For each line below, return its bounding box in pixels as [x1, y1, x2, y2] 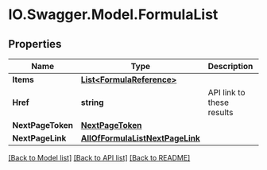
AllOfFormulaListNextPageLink [80, 133, 200, 144]
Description [207, 61, 253, 71]
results [207, 107, 234, 118]
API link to [207, 87, 246, 98]
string [80, 97, 105, 108]
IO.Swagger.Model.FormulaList [8, 6, 219, 24]
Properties [8, 37, 62, 51]
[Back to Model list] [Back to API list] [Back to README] [8, 153, 191, 162]
